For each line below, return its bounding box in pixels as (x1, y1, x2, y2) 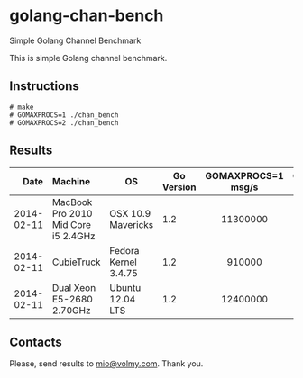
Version (161, 181, 197, 193)
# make (9, 103, 34, 112)
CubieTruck (51, 256, 101, 268)
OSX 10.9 (109, 207, 151, 220)
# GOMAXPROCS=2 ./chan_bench (9, 118, 119, 127)
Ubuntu (109, 281, 142, 293)
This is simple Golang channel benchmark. (9, 52, 168, 63)
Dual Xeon (51, 281, 96, 293)
